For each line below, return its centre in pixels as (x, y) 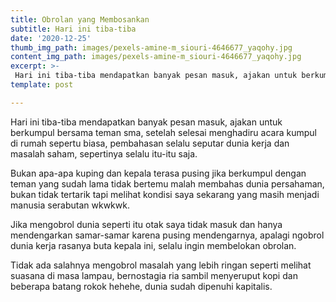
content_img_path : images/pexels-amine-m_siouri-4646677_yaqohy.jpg (156, 57)
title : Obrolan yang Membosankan (80, 19)
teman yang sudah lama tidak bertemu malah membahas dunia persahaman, (167, 183)
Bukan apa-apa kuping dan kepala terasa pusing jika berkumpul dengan (158, 173)
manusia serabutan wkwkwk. (70, 205)
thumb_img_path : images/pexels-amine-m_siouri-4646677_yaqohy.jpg (151, 47)
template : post (42, 85)
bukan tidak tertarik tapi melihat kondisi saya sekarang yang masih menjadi (165, 194)
